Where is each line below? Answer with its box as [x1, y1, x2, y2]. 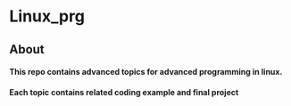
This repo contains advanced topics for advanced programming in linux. [9, 67, 283, 77]
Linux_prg [9, 6, 85, 27]
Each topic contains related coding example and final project [9, 86, 239, 97]
